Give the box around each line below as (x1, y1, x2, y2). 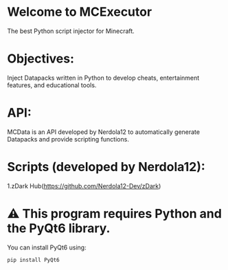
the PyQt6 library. (7, 221, 111, 236)
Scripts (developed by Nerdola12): (7, 159, 206, 175)
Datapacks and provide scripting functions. (7, 135, 129, 143)
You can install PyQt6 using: (7, 243, 87, 251)
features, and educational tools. (7, 80, 97, 89)
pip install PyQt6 (7, 256, 60, 263)
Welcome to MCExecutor (7, 4, 152, 20)
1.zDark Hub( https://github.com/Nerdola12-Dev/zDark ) (7, 181, 161, 190)
